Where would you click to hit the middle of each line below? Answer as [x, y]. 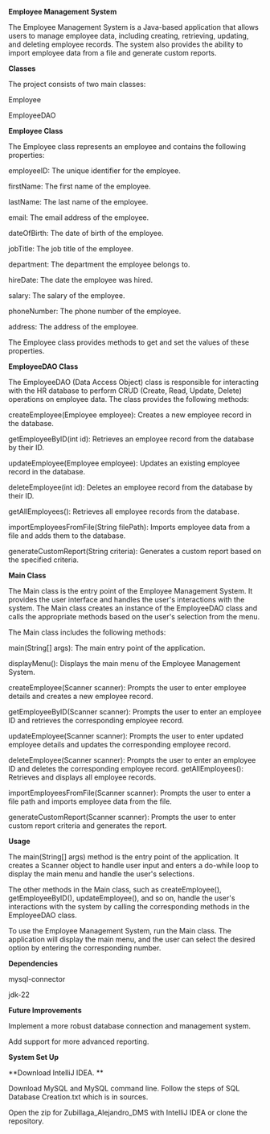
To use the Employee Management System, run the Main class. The [120, 931]
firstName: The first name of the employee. [80, 186]
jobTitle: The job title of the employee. [71, 248]
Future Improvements [45, 1010]
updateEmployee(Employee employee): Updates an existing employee [124, 463]
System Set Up [33, 1057]
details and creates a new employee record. [81, 696]
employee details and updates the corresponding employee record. [120, 745]
